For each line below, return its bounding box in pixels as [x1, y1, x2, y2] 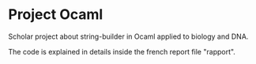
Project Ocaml [8, 6, 104, 24]
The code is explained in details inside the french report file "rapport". [8, 47, 235, 56]
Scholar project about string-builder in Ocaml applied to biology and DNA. [8, 32, 249, 41]
